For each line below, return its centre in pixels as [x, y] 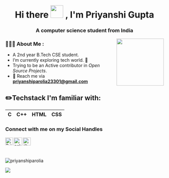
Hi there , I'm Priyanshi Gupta [84, 15]
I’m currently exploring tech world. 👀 [50, 60]
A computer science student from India [84, 31]
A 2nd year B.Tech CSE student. [46, 55]
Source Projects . [30, 71]
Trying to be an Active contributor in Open [56, 66]
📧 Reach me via [29, 76]
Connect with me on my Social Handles [54, 129]
